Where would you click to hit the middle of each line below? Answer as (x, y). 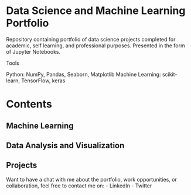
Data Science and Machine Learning (96, 11)
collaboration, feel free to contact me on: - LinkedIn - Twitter (79, 186)
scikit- (170, 74)
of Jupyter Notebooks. (33, 51)
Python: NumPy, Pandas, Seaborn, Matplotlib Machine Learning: (83, 74)
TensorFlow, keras (43, 81)
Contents (29, 104)
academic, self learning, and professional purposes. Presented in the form (96, 46)
